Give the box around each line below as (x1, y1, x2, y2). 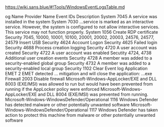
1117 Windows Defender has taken (89, 107, 158, 113)
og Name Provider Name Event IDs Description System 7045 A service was (5, 14, 158, 19)
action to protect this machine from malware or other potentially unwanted (5, 112, 156, 118)
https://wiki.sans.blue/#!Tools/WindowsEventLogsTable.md (5, 4, 125, 10)
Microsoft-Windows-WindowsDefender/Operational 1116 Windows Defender (5, 97, 159, 102)
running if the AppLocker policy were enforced (5, 86, 100, 92)
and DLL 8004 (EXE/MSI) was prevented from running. (37, 91, 149, 97)
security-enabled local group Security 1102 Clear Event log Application (5, 65, 148, 71)
